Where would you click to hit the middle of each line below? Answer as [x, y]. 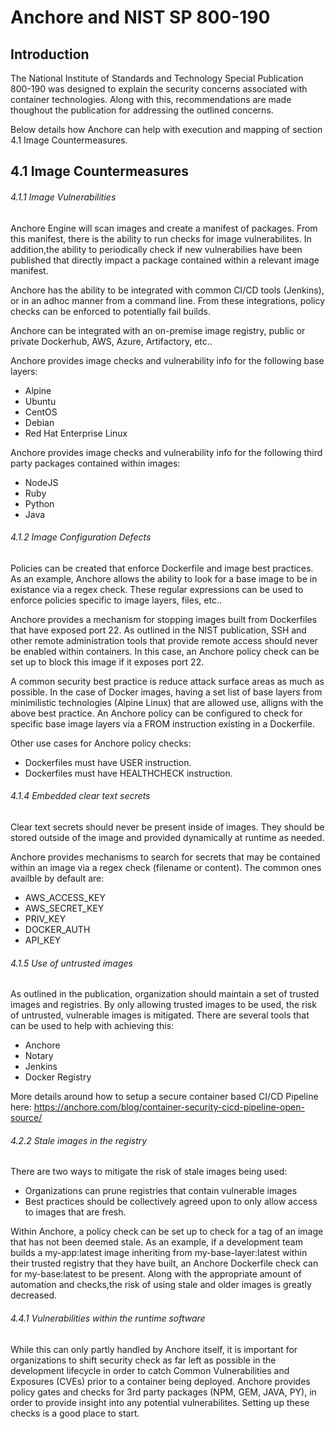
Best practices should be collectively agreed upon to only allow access [171, 1202]
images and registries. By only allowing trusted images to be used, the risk [163, 1005]
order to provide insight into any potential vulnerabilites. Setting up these [160, 1402]
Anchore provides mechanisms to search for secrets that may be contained [165, 857]
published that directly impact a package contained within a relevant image [165, 260]
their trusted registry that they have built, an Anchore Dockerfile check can [164, 1263]
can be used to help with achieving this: [92, 1026]
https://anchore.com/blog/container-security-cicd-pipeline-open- [169, 1107]
